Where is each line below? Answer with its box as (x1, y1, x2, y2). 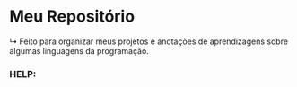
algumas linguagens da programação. (9, 45, 150, 56)
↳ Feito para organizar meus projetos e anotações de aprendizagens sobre (9, 36, 289, 47)
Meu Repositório (9, 6, 135, 27)
